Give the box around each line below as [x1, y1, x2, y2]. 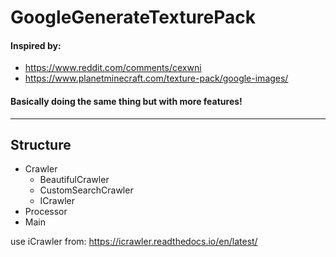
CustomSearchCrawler [39, 184, 134, 196]
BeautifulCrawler [39, 174, 110, 186]
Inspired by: [10, 39, 62, 51]
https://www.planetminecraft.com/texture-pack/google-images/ [24, 72, 289, 85]
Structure [10, 136, 72, 153]
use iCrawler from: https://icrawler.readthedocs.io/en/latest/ [10, 236, 258, 248]
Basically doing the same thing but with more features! [10, 95, 243, 107]
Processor [24, 206, 68, 218]
